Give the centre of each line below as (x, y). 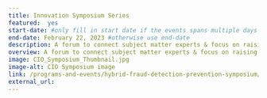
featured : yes (33, 23)
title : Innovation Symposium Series (69, 15)
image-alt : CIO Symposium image (62, 67)
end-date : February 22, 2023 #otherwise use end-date (99, 38)
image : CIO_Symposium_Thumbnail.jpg (69, 60)
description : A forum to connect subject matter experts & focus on (124, 45)
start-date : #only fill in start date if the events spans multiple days (133, 30)
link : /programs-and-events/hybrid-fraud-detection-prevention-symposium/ (135, 74)
